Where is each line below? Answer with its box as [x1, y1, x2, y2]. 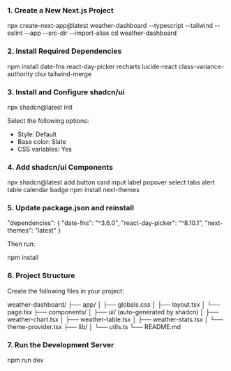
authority [7, 69, 33, 78]
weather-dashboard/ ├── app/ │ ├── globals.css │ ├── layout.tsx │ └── [7, 300, 221, 309]
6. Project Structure [7, 271, 75, 281]
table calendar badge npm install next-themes [7, 186, 140, 194]
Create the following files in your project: [7, 286, 124, 295]
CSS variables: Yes [17, 145, 72, 153]
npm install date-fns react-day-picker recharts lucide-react [7, 62, 177, 71]
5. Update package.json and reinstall [7, 203, 135, 213]
